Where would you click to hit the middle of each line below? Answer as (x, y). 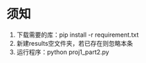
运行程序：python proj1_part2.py (63, 52)
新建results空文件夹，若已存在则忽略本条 (75, 43)
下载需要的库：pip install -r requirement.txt (77, 35)
